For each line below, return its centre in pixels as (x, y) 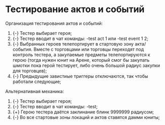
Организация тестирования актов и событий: (54, 23)
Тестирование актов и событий (75, 9)
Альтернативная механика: (35, 91)
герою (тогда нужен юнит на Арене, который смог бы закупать (81, 60)
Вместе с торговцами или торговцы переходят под (89, 49)
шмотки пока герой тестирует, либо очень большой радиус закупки (86, 65)
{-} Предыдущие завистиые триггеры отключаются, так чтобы (80, 76)
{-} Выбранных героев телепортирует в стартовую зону (73, 44)
